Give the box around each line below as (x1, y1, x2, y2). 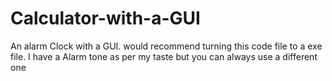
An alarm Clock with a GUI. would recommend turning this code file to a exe (10, 40, 323, 52)
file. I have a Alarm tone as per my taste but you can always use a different (10, 50, 318, 62)
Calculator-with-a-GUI (10, 7, 201, 30)
